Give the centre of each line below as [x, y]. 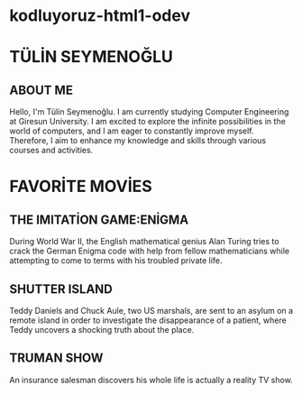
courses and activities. [51, 151]
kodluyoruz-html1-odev [100, 16]
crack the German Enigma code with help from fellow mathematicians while [150, 251]
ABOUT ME [41, 90]
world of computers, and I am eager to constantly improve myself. [132, 131]
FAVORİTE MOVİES [81, 187]
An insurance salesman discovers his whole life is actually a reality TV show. [151, 380]
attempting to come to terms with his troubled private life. [116, 261]
